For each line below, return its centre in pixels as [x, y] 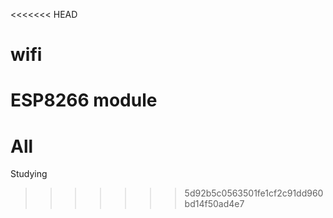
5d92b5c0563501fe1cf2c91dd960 [254, 193]
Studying [29, 174]
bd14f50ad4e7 [214, 204]
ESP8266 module [84, 100]
